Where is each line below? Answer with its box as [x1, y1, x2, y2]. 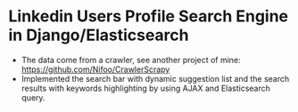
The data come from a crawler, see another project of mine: [21, 54, 242, 65]
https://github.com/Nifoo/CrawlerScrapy [21, 64, 170, 75]
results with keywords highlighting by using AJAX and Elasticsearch [21, 83, 271, 93]
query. [21, 92, 46, 103]
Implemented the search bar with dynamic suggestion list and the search [21, 73, 290, 84]
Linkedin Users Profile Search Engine [8, 6, 289, 27]
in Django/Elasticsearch [8, 25, 189, 45]
